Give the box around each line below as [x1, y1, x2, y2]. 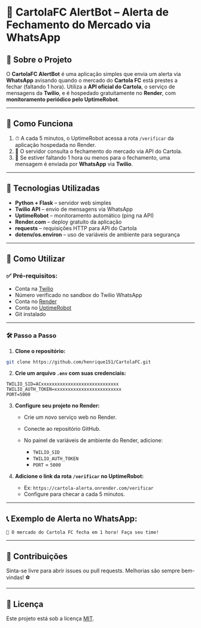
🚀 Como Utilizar [6, 254, 66, 264]
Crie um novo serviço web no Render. [23, 413, 117, 421]
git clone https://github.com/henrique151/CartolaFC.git [6, 359, 151, 365]
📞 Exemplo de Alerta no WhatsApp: [6, 513, 138, 523]
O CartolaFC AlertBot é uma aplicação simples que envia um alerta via [6, 71, 181, 77]
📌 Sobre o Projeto [6, 54, 72, 65]
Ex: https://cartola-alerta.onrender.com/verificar [23, 484, 154, 492]
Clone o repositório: [14, 347, 66, 354]
